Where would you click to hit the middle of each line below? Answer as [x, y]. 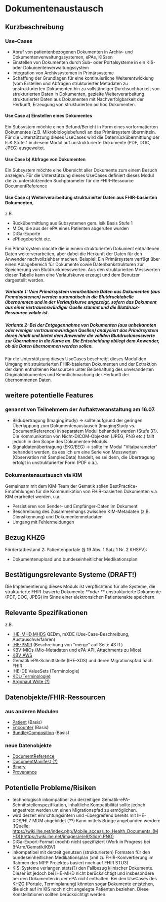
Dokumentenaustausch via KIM [44, 475]
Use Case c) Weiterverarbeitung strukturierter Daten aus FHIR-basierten [81, 197]
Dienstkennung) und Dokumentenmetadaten [57, 516]
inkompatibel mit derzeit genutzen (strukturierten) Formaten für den [81, 852]
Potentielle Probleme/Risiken [51, 788]
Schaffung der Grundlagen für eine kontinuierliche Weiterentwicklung [83, 78]
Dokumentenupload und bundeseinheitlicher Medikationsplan [75, 559]
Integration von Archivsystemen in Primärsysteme [63, 73]
